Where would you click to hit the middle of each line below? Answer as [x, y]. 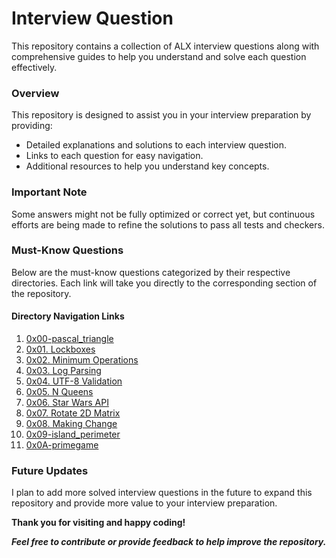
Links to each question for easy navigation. [114, 156]
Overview [35, 93]
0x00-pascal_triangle [69, 339]
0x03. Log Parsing [63, 371]
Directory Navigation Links [68, 316]
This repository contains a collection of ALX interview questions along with [165, 46]
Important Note [49, 192]
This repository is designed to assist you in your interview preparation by [161, 115]
